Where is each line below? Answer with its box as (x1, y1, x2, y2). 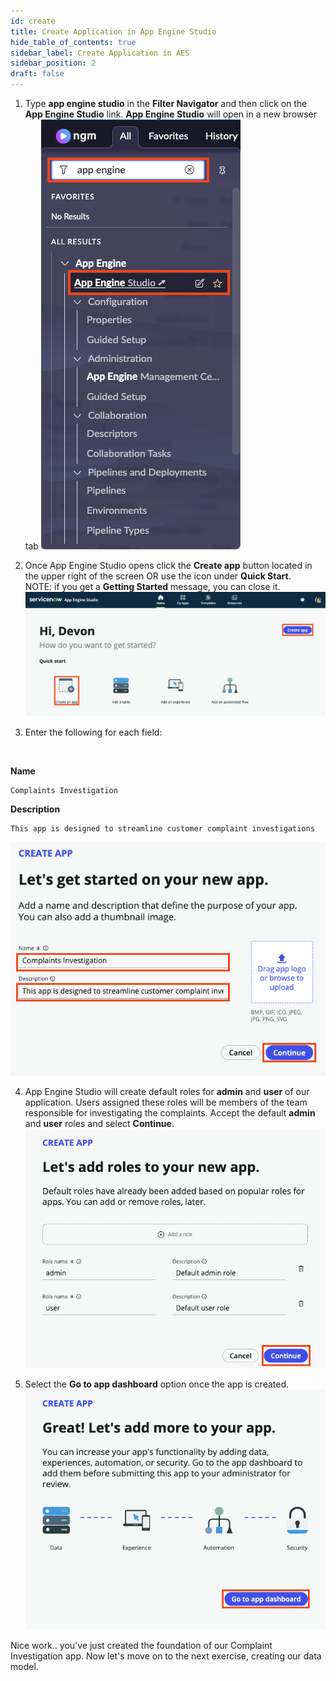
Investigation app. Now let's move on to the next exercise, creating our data (10, 1650, 322, 1662)
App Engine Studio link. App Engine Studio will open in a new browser (24, 108, 318, 120)
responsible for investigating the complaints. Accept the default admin (24, 1106, 316, 1119)
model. (10, 1660, 39, 1672)
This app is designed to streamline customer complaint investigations (10, 824, 315, 834)
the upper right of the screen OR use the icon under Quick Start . (24, 570, 292, 582)
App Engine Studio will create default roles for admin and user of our (24, 1085, 310, 1097)
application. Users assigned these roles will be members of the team (24, 1096, 308, 1108)
